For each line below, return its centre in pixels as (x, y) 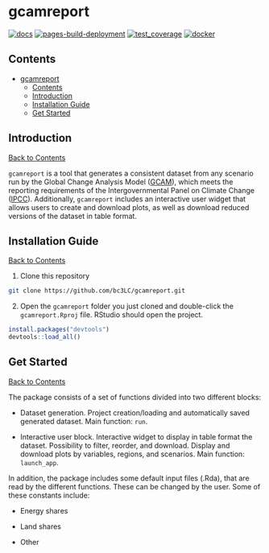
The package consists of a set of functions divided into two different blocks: (135, 397)
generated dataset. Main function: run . (84, 421)
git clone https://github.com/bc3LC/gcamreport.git (97, 291)
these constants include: (49, 495)
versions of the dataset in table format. (72, 216)
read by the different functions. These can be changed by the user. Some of (134, 486)
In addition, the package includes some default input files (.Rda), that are (129, 478)
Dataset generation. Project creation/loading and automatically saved (134, 412)
